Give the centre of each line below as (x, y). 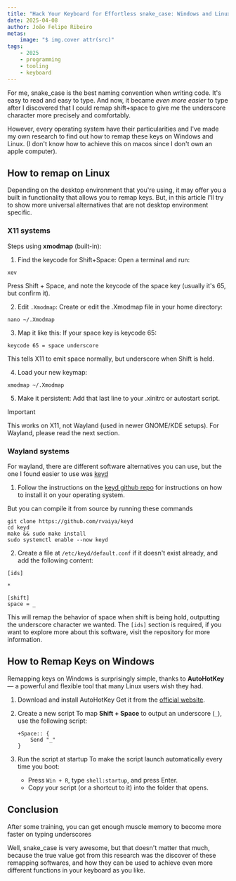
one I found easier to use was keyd (58, 474)
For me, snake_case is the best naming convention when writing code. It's (114, 93)
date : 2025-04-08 (33, 20)
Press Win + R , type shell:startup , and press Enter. (103, 780)
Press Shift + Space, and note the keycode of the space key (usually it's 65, (117, 285)
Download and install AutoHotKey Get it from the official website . (111, 700)
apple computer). (32, 151)
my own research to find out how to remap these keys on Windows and (110, 136)
